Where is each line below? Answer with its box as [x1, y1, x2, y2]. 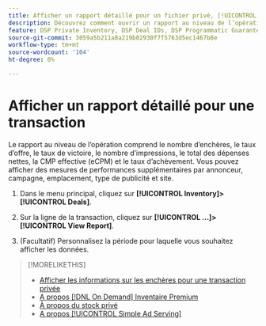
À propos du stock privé [39, 300, 119, 309]
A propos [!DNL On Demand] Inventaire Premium [39, 292, 199, 301]
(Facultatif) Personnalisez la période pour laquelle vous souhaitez [19, 236, 234, 245]
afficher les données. [19, 244, 89, 254]
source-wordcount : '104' [8, 48, 90, 56]
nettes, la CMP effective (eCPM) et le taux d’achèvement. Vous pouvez [8, 156, 239, 166]
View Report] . [67, 221, 115, 230]
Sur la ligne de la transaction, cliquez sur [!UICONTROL [19, 212, 201, 222]
